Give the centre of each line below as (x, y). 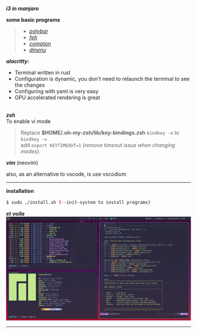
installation (20, 191)
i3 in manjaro (23, 9)
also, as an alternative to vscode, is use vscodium (66, 174)
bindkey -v (34, 140)
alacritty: (18, 61)
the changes (30, 85)
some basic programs (33, 20)
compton (40, 44)
